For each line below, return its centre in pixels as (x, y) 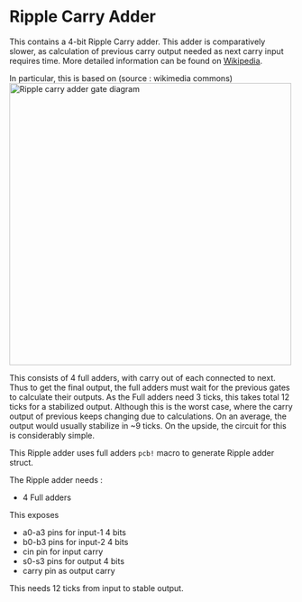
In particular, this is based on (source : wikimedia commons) (121, 78)
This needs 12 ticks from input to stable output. (96, 588)
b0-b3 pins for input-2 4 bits (75, 542)
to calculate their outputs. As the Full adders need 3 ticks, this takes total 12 (150, 397)
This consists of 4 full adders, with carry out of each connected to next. (143, 377)
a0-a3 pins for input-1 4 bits (74, 532)
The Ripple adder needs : (56, 479)
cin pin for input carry (63, 551)
